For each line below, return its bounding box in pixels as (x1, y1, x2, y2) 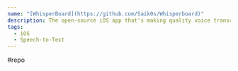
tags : (7, 23, 23, 30)
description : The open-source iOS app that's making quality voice (7, 17, 211, 24)
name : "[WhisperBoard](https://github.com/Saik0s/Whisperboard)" (7, 10, 204, 18)
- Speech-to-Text (13, 37, 65, 44)
